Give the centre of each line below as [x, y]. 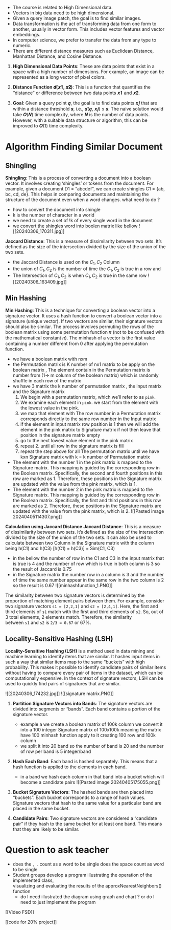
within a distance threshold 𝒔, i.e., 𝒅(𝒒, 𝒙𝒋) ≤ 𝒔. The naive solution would [88, 109]
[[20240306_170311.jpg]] [39, 231]
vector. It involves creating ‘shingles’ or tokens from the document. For [80, 183]
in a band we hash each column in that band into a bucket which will [92, 777]
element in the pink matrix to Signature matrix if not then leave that [90, 430]
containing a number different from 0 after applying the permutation [77, 344]
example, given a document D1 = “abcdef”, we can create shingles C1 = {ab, [85, 189]
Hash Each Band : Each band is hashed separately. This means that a [85, 762]
